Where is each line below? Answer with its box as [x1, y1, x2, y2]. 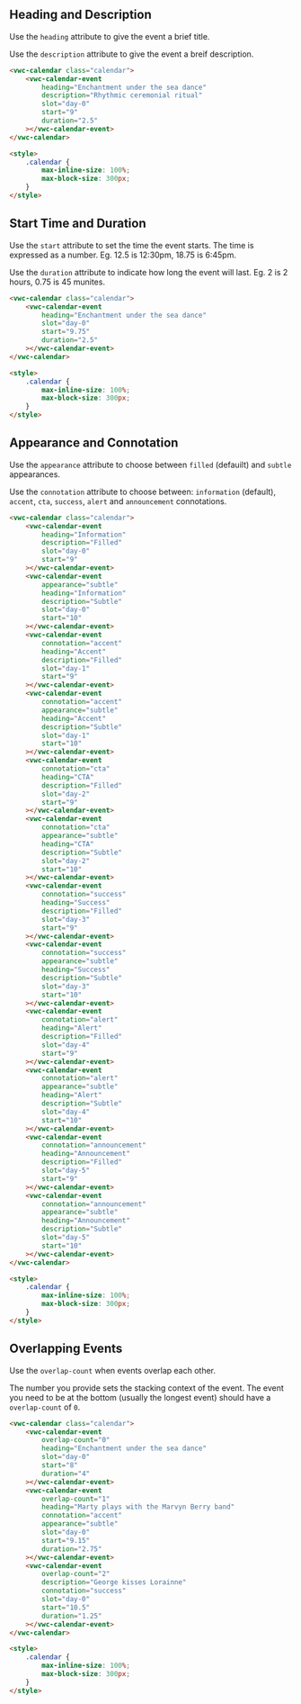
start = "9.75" [41, 328, 91, 337]
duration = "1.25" [41, 1611, 102, 1620]
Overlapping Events [9, 1341, 123, 1357]
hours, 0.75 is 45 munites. [9, 276, 106, 287]
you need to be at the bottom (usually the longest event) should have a [9, 1392, 271, 1402]
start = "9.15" [41, 1536, 91, 1545]
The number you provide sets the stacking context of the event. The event [9, 1382, 285, 1393]
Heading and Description [9, 7, 153, 23]
